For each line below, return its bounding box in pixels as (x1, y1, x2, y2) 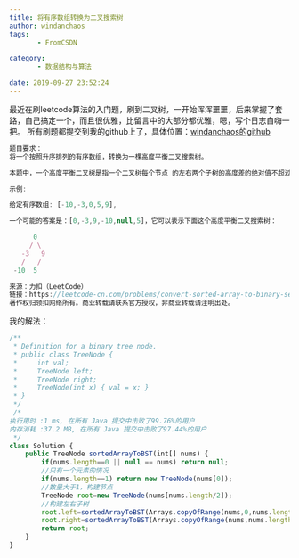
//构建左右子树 (41, 499, 89, 508)
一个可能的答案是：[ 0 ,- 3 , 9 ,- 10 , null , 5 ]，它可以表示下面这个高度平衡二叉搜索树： (9, 217, 278, 226)
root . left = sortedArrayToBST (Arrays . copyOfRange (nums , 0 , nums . (41, 507, 273, 517)
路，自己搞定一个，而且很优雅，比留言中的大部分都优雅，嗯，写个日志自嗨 (9, 115, 282, 126)
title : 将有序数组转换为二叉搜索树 (9, 12, 124, 22)
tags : (9, 29, 29, 38)
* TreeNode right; (12, 375, 98, 384)
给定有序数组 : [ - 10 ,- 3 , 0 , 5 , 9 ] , (9, 201, 117, 209)
